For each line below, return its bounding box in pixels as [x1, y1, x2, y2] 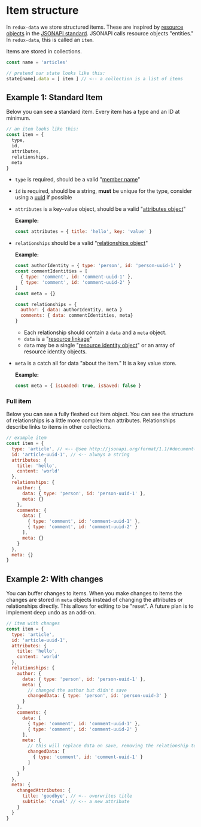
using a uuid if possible [14, 194, 72, 201]
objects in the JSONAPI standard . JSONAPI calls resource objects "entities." [6, 29, 194, 37]
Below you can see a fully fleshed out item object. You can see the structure [6, 411, 194, 418]
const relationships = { [14, 301, 77, 307]
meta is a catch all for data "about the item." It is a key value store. [14, 360, 177, 366]
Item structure [6, 4, 79, 17]
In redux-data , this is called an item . [6, 36, 95, 43]
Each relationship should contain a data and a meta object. [23, 329, 167, 336]
